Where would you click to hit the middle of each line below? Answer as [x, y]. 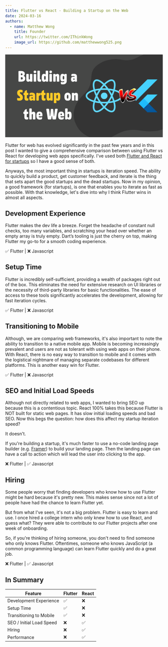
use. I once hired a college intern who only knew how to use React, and [79, 518]
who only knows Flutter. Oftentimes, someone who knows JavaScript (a [79, 543]
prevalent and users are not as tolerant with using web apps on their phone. [83, 349]
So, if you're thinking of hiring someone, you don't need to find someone [80, 538]
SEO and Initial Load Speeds [50, 391]
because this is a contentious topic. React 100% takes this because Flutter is [84, 408]
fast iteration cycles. [26, 300]
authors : [14, 21]
